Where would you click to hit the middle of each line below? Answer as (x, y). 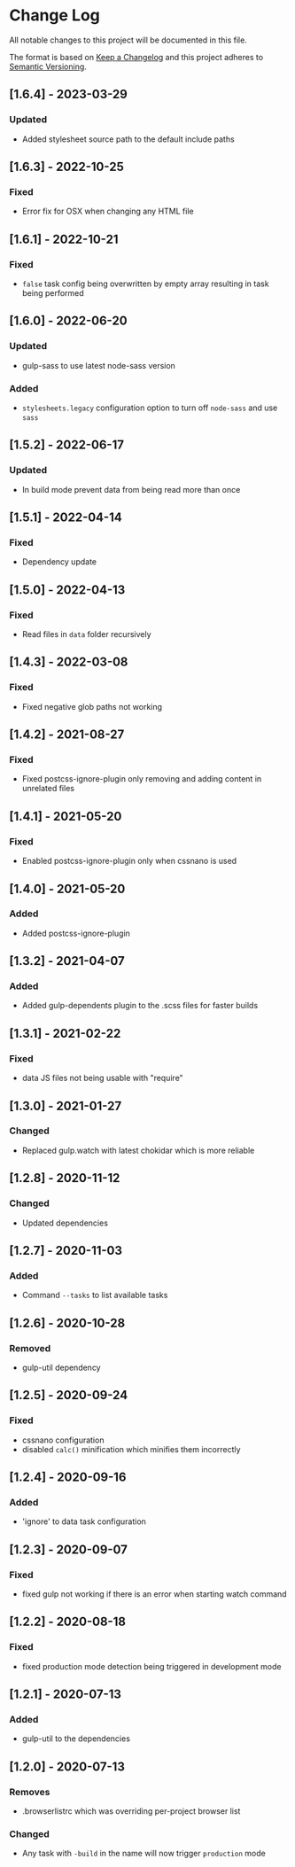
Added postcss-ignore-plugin (76, 933)
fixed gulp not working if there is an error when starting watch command (154, 1594)
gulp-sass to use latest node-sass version (98, 365)
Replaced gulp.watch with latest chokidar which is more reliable (138, 1150)
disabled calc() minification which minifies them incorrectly (131, 1449)
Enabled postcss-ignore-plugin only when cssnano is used (129, 861)
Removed (30, 1348)
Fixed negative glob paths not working (92, 706)
